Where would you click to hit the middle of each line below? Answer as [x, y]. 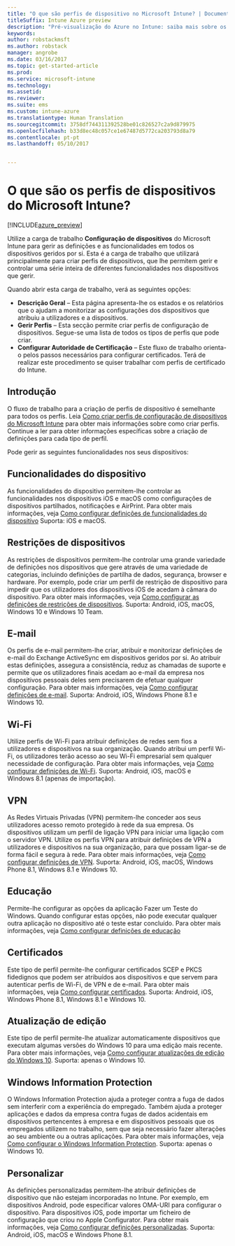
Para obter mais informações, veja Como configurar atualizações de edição [116, 1053]
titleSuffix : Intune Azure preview [59, 20]
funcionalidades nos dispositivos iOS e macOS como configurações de [109, 498]
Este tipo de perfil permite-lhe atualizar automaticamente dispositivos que [114, 1038]
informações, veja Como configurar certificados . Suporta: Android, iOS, [110, 992]
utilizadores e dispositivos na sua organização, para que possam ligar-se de [117, 847]
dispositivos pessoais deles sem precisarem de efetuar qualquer [100, 680]
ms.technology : [29, 85]
